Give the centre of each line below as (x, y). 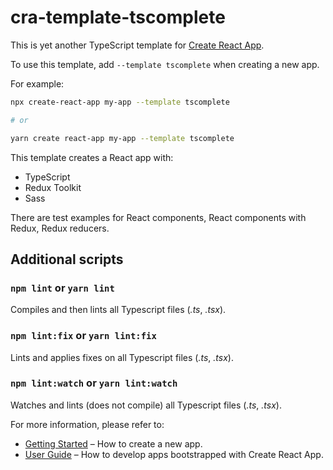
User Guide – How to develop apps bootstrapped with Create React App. (174, 454)
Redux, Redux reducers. (60, 228)
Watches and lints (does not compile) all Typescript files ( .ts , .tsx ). (146, 405)
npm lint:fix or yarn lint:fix (83, 336)
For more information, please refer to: (87, 424)
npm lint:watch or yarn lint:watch (94, 383)
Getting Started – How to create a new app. (113, 443)
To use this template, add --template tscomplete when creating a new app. (165, 64)
